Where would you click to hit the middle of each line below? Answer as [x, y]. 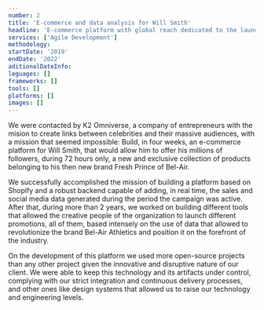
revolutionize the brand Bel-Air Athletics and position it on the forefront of [127, 232]
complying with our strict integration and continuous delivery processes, [126, 281]
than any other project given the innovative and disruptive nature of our [124, 264]
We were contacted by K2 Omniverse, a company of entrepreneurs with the [130, 126]
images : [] [26, 103]
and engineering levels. [46, 297]
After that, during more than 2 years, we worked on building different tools [128, 207]
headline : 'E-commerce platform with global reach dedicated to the [123, 30]
